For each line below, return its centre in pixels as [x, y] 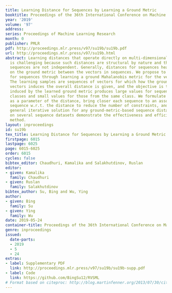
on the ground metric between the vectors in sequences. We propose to [88, 72]
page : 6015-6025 [23, 149]
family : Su [21, 206]
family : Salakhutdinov [34, 187]
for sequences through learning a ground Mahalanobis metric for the [85, 77]
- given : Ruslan [23, 182]
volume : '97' [19, 24]
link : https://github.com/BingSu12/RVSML [55, 278]
